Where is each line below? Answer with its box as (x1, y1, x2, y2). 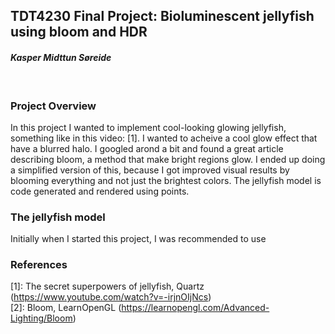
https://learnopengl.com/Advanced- (121, 302, 270, 314)
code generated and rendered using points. (10, 185, 190, 197)
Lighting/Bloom (10, 312, 73, 324)
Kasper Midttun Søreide (10, 51, 112, 63)
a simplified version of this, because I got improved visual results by (10, 164, 290, 176)
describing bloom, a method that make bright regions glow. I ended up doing (10, 153, 326, 165)
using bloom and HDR (10, 24, 148, 41)
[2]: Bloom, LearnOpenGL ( (10, 302, 122, 314)
